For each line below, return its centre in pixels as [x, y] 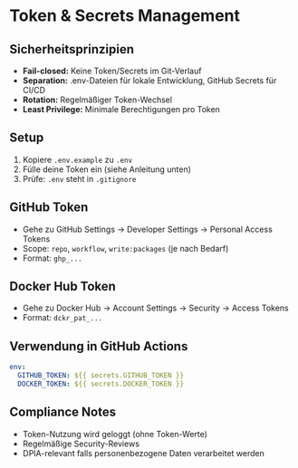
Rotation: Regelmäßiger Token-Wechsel [97, 100]
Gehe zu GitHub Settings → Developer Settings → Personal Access [148, 229]
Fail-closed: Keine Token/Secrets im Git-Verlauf [112, 71]
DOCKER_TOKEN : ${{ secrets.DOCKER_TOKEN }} [101, 384]
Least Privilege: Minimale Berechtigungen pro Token [121, 109]
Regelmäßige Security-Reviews [81, 444]
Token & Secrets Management [125, 16]
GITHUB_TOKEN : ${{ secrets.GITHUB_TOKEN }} [101, 376]
